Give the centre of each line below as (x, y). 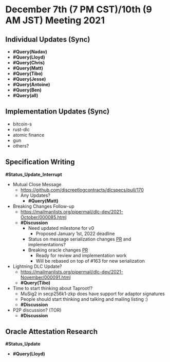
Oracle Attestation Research (51, 332)
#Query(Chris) (29, 62)
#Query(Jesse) (29, 79)
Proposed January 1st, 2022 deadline (75, 233)
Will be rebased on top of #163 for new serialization (90, 261)
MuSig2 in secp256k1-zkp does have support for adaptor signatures (93, 294)
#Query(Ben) (27, 90)
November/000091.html (45, 277)
